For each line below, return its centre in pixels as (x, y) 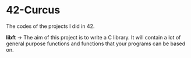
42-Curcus (33, 10)
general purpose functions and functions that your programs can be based (96, 43)
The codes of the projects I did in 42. (50, 26)
